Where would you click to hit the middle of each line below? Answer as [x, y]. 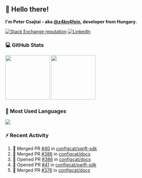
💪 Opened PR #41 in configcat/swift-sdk [54, 165]
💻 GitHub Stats [25, 45]
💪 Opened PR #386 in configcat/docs [52, 159]
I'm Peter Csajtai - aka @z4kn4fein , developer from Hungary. [71, 21]
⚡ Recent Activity [27, 135]
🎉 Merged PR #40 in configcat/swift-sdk [55, 149]
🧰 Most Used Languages [36, 111]
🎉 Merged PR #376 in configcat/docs [51, 170]
